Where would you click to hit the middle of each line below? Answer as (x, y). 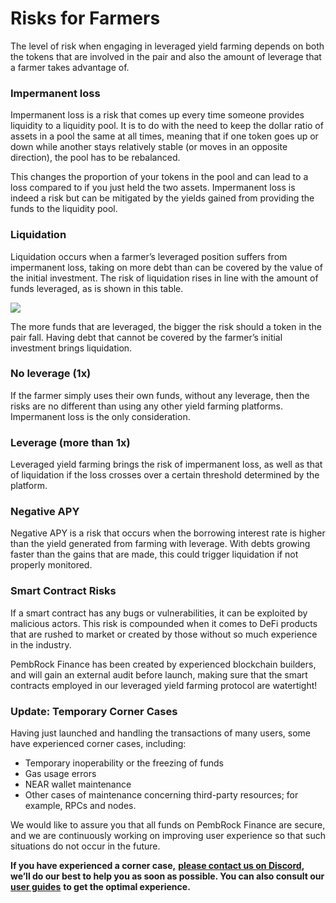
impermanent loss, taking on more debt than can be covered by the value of (166, 267)
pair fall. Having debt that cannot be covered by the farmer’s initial (146, 337)
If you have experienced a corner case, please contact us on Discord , (157, 866)
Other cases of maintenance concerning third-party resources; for (161, 795)
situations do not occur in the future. (85, 846)
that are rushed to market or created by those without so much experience (164, 634)
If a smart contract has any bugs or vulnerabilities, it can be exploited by (159, 613)
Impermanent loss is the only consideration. (100, 416)
